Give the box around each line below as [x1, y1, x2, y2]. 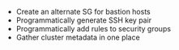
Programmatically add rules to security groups [15, 24, 172, 33]
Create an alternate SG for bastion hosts [15, 7, 151, 16]
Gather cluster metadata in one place [15, 32, 140, 42]
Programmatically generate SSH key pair [15, 15, 152, 25]
